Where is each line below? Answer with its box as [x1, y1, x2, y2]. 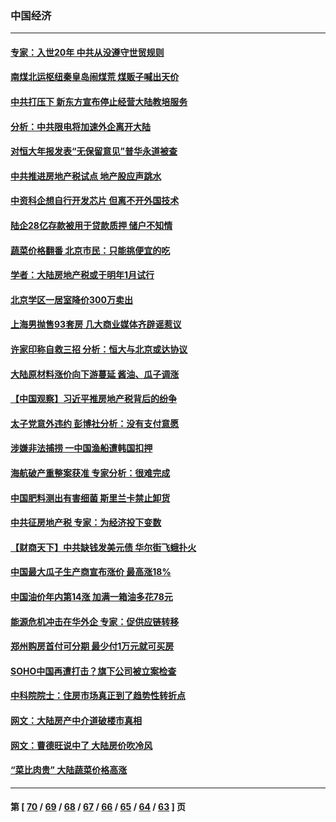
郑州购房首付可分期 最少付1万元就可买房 [10, 640, 175, 652]
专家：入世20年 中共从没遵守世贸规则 [10, 46, 165, 58]
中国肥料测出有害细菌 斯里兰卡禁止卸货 [10, 492, 171, 504]
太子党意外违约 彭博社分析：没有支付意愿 [10, 417, 180, 429]
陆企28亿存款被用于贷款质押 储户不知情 [10, 220, 173, 232]
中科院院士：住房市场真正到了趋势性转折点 [10, 690, 186, 702]
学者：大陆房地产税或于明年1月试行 [10, 269, 155, 281]
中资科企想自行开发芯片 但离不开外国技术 [10, 195, 180, 207]
